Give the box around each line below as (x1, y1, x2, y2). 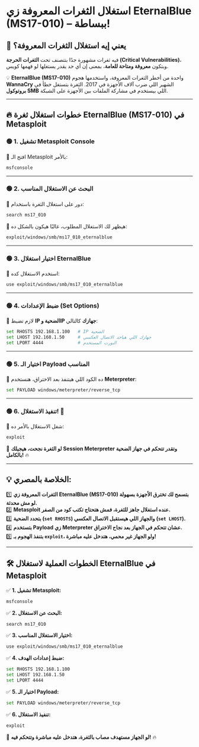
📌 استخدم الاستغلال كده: (6, 269, 60, 277)
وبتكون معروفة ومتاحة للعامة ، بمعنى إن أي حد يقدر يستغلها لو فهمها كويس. (6, 62, 169, 70)
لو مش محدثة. (6, 499, 37, 506)
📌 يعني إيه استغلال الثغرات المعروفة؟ (6, 40, 126, 51)
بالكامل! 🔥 (6, 451, 30, 459)
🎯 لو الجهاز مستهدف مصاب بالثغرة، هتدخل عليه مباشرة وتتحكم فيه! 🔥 (6, 733, 157, 740)
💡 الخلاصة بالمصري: (6, 475, 72, 485)
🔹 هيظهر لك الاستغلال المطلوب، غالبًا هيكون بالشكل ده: (6, 222, 127, 230)
